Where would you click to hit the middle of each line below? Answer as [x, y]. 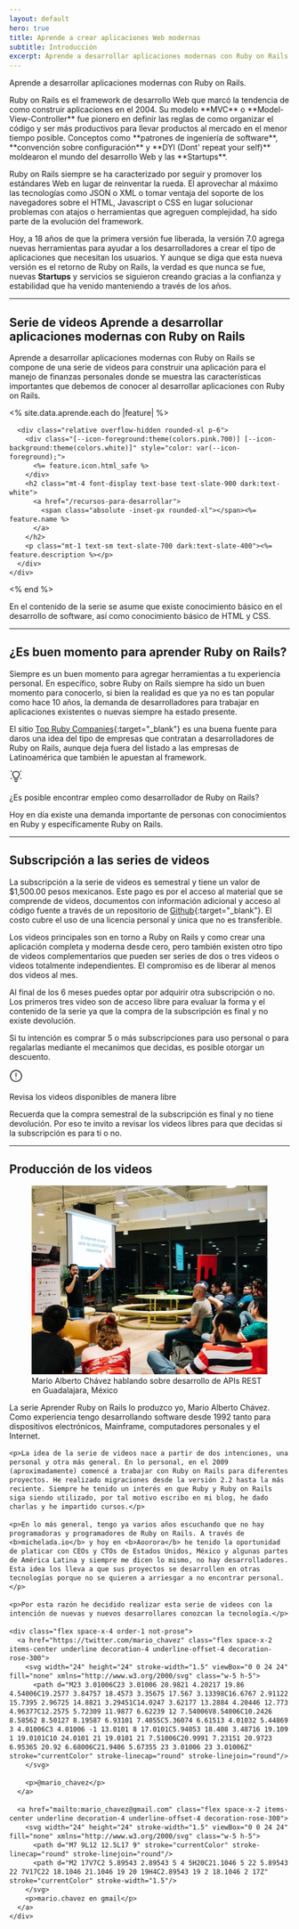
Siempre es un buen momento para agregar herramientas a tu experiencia [145, 673]
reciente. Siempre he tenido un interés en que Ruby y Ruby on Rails [141, 1489]
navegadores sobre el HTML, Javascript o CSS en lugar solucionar [131, 203]
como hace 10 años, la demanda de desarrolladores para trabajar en [134, 702]
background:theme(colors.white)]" [73, 448]
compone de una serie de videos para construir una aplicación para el [138, 367]
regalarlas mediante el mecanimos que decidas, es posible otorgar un [137, 1047]
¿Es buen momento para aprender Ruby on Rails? [148, 652]
